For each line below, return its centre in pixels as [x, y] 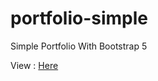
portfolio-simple [79, 18]
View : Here [34, 65]
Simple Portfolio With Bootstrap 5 [79, 46]
